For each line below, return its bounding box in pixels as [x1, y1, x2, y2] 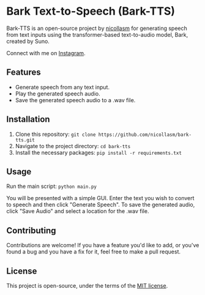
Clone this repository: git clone [15, 130, 96, 138]
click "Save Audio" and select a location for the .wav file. [6, 207, 149, 215]
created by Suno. [6, 37, 50, 45]
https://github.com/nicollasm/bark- [98, 132, 192, 138]
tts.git [15, 136, 35, 143]
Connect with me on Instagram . [6, 49, 86, 56]
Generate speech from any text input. [15, 83, 110, 91]
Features [6, 67, 41, 78]
